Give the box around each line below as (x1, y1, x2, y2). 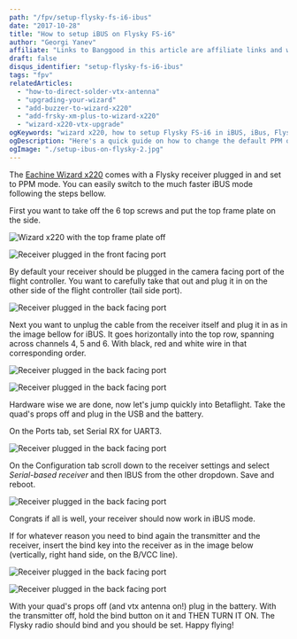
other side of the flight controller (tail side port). (9, 284, 183, 295)
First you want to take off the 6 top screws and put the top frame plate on (9, 205, 277, 215)
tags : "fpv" (9, 71, 53, 80)
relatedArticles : (9, 79, 73, 88)
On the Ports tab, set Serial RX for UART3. (9, 425, 162, 436)
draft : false (9, 54, 57, 63)
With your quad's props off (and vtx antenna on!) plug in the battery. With (9, 600, 277, 612)
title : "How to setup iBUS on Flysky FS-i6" (9, 29, 176, 38)
